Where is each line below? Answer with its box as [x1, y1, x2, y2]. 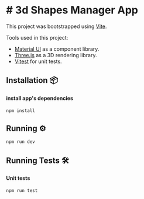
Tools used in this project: [6, 34, 68, 41]
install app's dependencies [6, 95, 74, 102]
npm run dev [6, 139, 35, 145]
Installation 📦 [6, 75, 59, 85]
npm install [6, 107, 35, 114]
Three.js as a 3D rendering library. [14, 51, 97, 58]
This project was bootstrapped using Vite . [6, 23, 107, 30]
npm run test [6, 187, 38, 193]
